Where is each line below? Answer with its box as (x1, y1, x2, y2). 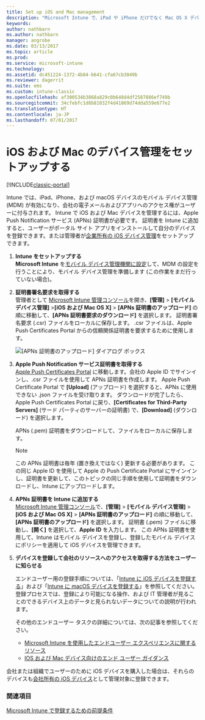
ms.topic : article (6, 49, 53, 55)
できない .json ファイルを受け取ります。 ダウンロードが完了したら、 (15, 391, 187, 398)
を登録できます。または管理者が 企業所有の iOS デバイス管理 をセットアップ (6, 232, 194, 239)
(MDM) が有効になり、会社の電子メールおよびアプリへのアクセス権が (6, 201, 180, 209)
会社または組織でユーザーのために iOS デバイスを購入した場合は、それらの (6, 667, 195, 675)
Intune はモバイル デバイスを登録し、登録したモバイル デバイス (36, 533, 195, 541)
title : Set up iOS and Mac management (6, 9, 105, 15)
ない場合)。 (26, 276, 55, 283)
